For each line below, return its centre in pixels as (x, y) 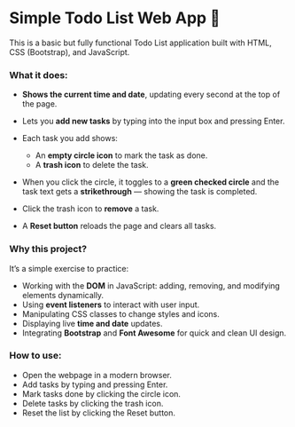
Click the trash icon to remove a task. (90, 209)
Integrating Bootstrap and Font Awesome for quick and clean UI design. (154, 333)
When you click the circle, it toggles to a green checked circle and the (151, 182)
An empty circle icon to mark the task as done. (121, 155)
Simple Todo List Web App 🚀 (115, 18)
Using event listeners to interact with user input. (111, 304)
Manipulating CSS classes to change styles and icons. (120, 313)
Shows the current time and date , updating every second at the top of (151, 95)
